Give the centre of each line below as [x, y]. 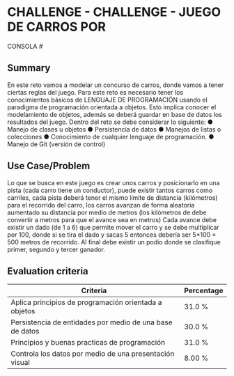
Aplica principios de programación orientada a [86, 302]
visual [20, 363]
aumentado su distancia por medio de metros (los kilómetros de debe [107, 212]
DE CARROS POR [57, 27]
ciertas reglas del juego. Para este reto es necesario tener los [95, 92]
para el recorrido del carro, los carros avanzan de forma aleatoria [101, 205]
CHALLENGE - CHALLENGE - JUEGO [114, 12]
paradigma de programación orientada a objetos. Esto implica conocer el [112, 107]
